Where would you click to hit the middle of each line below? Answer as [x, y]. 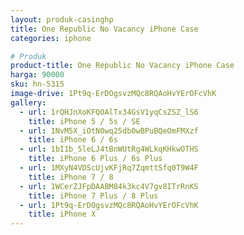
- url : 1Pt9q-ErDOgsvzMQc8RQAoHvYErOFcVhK [109, 205]
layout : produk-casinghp [62, 19]
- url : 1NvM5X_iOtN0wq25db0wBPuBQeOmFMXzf [109, 131]
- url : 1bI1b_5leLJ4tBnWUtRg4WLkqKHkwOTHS [109, 149]
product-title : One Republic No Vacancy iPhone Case [122, 66]
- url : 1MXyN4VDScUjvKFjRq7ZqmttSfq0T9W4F [109, 168]
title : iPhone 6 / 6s [73, 140]
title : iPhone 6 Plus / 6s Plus [95, 159]
